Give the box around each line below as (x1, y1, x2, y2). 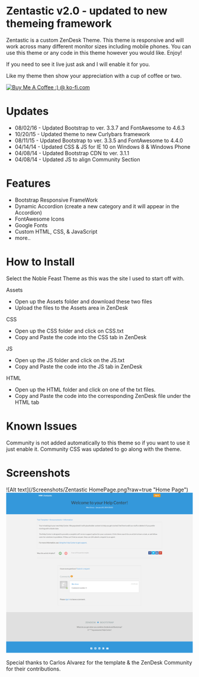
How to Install (6, 255, 75, 268)
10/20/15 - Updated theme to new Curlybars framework (14, 130, 150, 137)
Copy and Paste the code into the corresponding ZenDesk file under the (14, 392, 191, 399)
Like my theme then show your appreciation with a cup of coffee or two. (6, 72, 182, 79)
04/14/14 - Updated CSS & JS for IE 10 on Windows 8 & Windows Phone (14, 143, 191, 150)
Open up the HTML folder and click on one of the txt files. (14, 385, 156, 393)
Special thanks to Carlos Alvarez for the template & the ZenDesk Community (6, 659, 192, 666)
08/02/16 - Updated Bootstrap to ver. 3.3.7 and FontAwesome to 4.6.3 (14, 124, 185, 131)
